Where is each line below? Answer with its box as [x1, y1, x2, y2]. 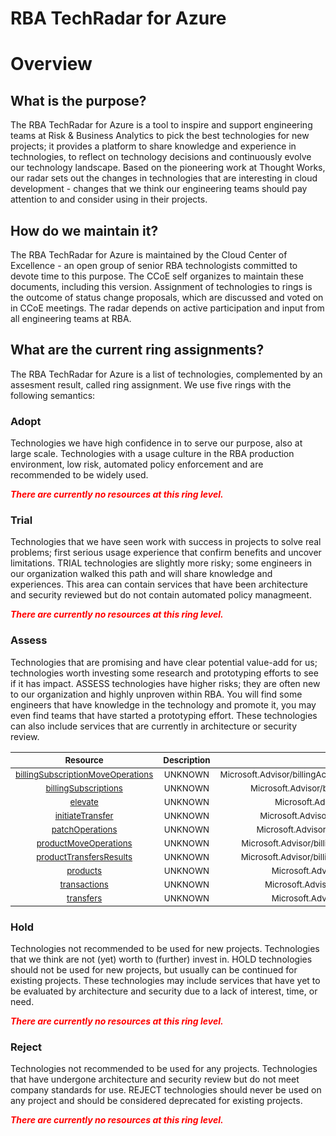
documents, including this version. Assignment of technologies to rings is [10, 281, 313, 292]
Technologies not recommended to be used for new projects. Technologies [10, 943, 320, 954]
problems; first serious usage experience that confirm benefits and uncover [10, 547, 322, 559]
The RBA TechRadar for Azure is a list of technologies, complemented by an [10, 368, 323, 380]
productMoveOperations [36, 837, 133, 849]
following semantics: [10, 389, 96, 401]
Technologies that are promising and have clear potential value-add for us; [10, 656, 318, 668]
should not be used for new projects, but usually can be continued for [10, 964, 298, 976]
